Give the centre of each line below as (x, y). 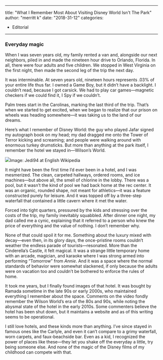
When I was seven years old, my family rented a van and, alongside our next (81, 55)
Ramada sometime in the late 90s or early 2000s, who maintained (71, 291)
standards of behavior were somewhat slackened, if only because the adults (81, 266)
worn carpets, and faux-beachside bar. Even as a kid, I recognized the (75, 337)
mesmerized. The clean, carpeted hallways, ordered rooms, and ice (73, 175)
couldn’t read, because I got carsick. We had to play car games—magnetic (80, 90)
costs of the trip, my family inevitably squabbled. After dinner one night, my (80, 216)
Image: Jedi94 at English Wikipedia (45, 161)
